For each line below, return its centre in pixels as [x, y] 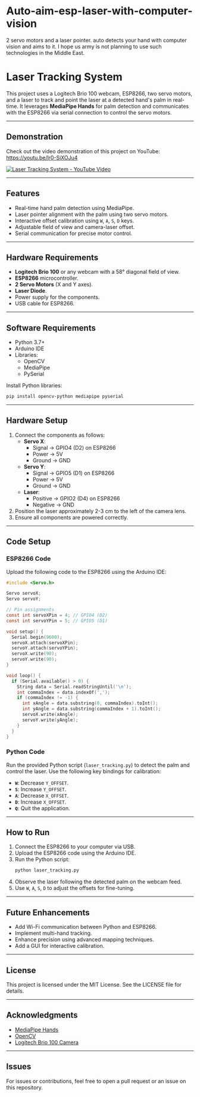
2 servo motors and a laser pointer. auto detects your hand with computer [97, 40]
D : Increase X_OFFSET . [40, 802]
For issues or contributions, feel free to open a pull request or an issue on [96, 1081]
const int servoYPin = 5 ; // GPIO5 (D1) [57, 621]
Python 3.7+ [30, 342]
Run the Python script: [42, 860]
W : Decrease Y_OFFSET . [42, 783]
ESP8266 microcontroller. [46, 278]
